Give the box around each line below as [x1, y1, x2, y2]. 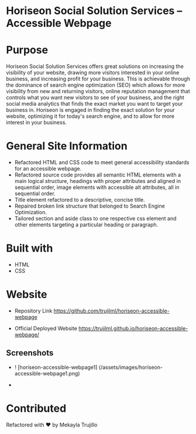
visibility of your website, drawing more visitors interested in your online [6, 69, 180, 76]
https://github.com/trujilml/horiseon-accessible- [53, 307, 170, 314]
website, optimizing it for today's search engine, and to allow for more [6, 113, 174, 120]
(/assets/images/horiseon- [98, 364, 163, 371]
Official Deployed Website [14, 324, 78, 332]
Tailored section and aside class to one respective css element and [14, 215, 177, 222]
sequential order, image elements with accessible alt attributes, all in [14, 184, 180, 191]
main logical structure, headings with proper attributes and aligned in [14, 178, 181, 185]
